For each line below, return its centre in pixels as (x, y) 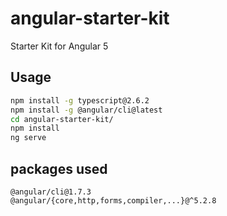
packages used (59, 168)
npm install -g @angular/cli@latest (86, 110)
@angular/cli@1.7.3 (51, 192)
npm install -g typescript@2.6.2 (80, 100)
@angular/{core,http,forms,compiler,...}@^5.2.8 (113, 200)
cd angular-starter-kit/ (62, 119)
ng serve (28, 138)
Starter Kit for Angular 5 (59, 46)
